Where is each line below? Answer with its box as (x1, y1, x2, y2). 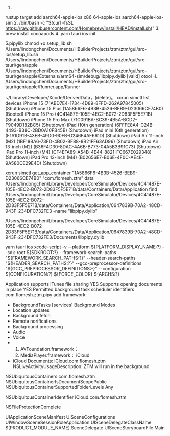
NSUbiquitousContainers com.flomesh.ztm (5, 373, 95, 379)
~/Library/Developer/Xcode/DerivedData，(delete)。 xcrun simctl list (5, 95, 150, 100)
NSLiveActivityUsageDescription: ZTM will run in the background (12, 363, 150, 370)
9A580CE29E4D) (5, 160, 42, 166)
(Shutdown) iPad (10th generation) (41, 122, 114, 128)
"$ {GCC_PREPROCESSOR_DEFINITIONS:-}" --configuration (5, 266, 131, 271)
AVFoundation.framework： (20, 346, 79, 352)
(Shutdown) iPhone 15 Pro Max (5, 117, 70, 122)
